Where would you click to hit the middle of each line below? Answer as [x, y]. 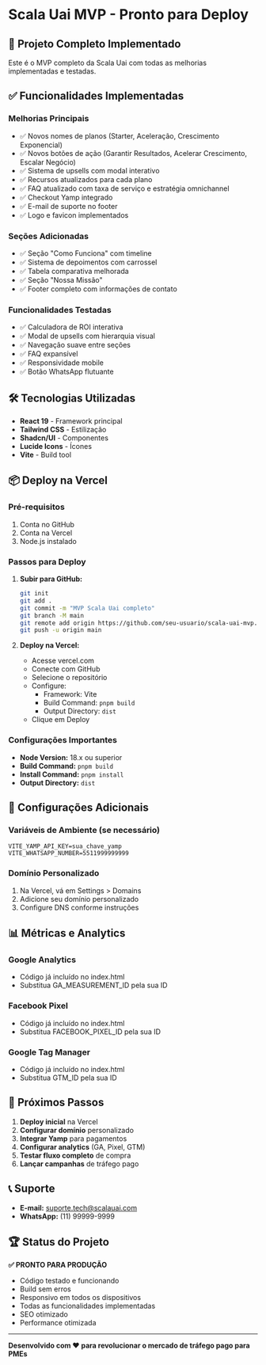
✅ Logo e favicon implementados [74, 215]
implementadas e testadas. [52, 71]
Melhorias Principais [49, 119]
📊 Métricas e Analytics [67, 933]
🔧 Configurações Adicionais [78, 808]
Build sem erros [45, 1289]
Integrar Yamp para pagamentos [73, 1139]
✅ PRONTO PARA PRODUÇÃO [58, 1265]
